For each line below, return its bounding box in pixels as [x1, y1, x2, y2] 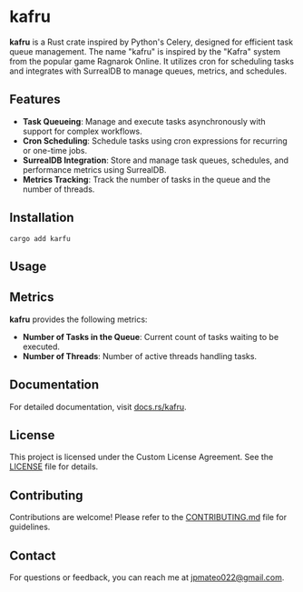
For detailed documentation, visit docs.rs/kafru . [9, 401, 188, 412]
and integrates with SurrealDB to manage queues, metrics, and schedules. [9, 65, 288, 76]
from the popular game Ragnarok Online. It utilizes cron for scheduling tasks [9, 55, 295, 66]
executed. [22, 341, 61, 352]
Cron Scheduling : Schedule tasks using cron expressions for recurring [22, 135, 288, 146]
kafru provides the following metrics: [9, 314, 148, 325]
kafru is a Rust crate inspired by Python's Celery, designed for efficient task [9, 36, 293, 47]
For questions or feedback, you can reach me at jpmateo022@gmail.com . [9, 572, 285, 583]
